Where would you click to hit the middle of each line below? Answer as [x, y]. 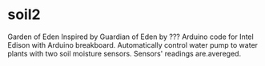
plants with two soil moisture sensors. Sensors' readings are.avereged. [124, 53]
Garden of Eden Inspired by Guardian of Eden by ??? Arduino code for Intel [130, 37]
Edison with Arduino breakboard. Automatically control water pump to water [132, 45]
